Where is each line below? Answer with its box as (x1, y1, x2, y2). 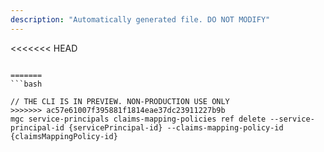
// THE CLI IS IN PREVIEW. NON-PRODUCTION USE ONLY (10, 96, 230, 106)
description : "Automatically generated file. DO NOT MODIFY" (10, 14, 271, 25)
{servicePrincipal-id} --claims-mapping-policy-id (68, 122, 284, 133)
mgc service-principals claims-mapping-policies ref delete (10, 114, 267, 124)
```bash (10, 79, 43, 89)
